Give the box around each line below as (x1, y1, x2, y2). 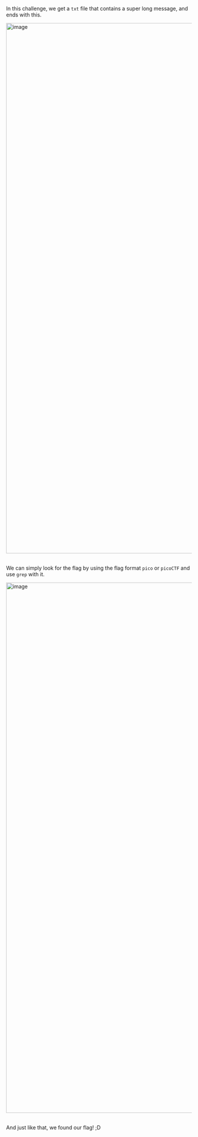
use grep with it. (6, 571, 45, 577)
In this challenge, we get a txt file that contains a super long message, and (6, 5, 189, 12)
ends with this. (6, 11, 42, 18)
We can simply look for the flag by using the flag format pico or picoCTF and (6, 564, 190, 571)
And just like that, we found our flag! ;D (6, 1124, 101, 1131)
